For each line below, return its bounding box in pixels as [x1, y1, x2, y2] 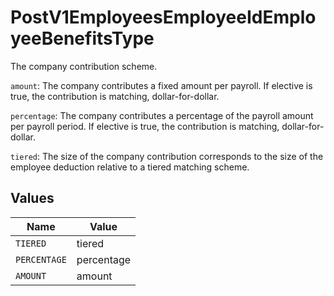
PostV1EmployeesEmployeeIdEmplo [10, 6, 317, 29]
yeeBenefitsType [10, 27, 155, 50]
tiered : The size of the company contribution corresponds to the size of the [10, 150, 324, 162]
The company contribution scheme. [10, 60, 158, 72]
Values [10, 190, 55, 207]
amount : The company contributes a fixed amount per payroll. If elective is [10, 79, 313, 91]
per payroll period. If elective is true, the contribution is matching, [10, 120, 280, 132]
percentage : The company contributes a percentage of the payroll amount [10, 109, 314, 121]
